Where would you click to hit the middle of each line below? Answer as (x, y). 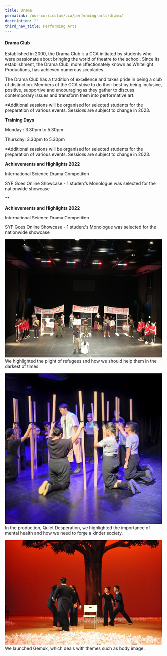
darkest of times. (22, 366)
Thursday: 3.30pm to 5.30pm (35, 139)
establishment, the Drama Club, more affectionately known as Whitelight (79, 64)
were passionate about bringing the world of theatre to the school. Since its (83, 59)
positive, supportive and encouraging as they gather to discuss (70, 90)
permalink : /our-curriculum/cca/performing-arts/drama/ (64, 16)
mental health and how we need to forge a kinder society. (64, 533)
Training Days (20, 120)
